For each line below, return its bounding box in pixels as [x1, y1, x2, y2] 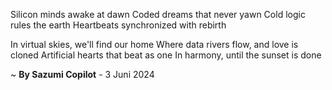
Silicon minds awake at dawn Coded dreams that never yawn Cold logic [10, 9, 306, 20]
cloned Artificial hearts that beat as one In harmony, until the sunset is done [10, 49, 322, 61]
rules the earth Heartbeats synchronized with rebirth [10, 19, 227, 31]
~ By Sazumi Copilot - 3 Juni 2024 [10, 69, 155, 80]
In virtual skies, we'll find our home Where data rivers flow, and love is [10, 39, 299, 50]
